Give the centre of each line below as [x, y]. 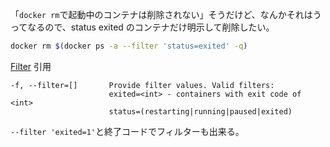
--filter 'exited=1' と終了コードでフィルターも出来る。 [127, 131]
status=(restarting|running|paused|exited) [200, 111]
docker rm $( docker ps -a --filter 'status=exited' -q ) [129, 46]
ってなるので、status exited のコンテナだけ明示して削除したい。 [142, 27]
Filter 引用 [31, 66]
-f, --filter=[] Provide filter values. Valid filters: [142, 85]
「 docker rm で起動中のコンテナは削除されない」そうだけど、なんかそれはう [166, 14]
